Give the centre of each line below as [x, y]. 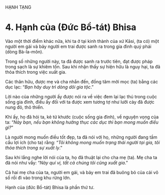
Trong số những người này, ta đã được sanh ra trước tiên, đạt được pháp [79, 61]
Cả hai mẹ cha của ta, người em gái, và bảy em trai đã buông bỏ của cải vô [82, 172]
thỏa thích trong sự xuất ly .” [34, 148]
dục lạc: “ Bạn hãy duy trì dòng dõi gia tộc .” [49, 87]
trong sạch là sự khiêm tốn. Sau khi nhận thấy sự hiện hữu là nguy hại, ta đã [83, 66]
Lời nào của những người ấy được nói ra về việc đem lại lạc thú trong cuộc [81, 96]
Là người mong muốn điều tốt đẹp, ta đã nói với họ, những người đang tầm [81, 137]
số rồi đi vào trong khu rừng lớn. [38, 178]
